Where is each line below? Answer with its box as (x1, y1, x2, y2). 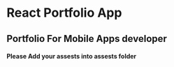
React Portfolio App (6, 5, 122, 21)
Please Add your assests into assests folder (6, 52, 137, 61)
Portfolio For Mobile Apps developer (6, 33, 167, 45)
